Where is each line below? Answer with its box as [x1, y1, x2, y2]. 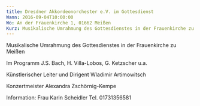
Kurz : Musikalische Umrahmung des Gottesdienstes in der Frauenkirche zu [6, 25, 195, 32]
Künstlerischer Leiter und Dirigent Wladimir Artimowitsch [6, 71, 147, 78]
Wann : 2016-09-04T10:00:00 [6, 14, 74, 20]
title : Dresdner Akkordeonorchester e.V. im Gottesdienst [6, 8, 154, 15]
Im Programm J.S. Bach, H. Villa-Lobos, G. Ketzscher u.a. [6, 60, 148, 67]
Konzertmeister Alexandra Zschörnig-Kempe [6, 83, 117, 90]
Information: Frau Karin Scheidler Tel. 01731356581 [6, 94, 132, 101]
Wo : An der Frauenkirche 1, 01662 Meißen [6, 20, 111, 26]
